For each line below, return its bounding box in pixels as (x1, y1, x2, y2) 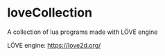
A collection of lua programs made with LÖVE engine (7, 28, 158, 36)
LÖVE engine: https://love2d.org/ (7, 41, 101, 49)
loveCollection (7, 5, 92, 21)
